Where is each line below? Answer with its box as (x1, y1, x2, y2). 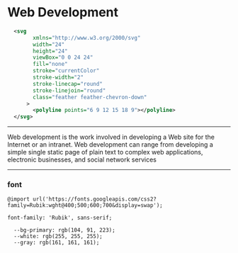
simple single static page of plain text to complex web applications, (7, 148, 203, 157)
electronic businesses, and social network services (7, 155, 157, 164)
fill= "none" (33, 61, 69, 68)
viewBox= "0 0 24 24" (33, 54, 93, 61)
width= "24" (33, 40, 65, 48)
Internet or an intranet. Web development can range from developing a (7, 140, 214, 149)
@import (7, 196, 30, 203)
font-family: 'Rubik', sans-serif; (7, 214, 113, 222)
